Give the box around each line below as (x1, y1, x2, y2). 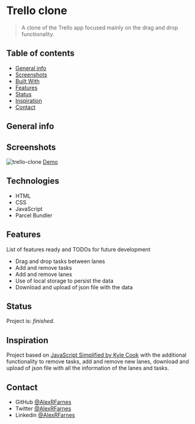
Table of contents (6, 48, 75, 59)
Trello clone (6, 4, 67, 18)
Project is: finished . (6, 318, 55, 325)
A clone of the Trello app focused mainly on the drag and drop (21, 24, 178, 31)
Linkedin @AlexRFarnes (15, 411, 75, 419)
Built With (15, 77, 40, 84)
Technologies (6, 176, 60, 187)
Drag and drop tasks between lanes (15, 258, 105, 265)
